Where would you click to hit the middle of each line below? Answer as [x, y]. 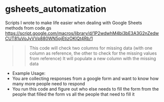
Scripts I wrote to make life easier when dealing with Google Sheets [74, 23]
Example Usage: [29, 73]
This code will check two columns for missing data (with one [91, 48]
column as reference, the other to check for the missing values [93, 53]
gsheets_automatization [56, 9]
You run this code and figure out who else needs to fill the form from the [85, 89]
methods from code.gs [28, 28]
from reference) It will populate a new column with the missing [93, 58]
